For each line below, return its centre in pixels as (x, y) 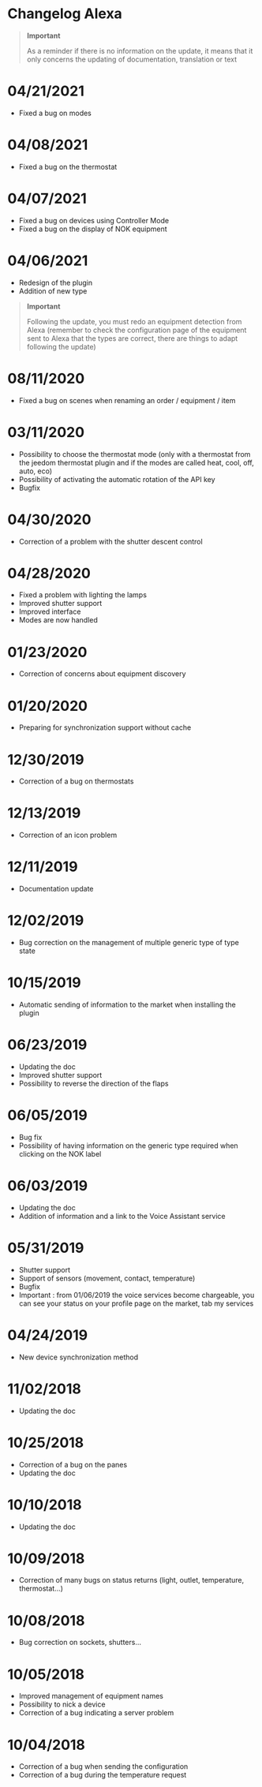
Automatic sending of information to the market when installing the (127, 1004)
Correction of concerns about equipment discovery (102, 674)
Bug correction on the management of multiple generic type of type (129, 943)
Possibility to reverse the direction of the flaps (94, 1083)
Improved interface (50, 611)
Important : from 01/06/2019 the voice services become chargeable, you (137, 1295)
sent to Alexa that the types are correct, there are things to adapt (132, 338)
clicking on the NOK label (60, 1153)
